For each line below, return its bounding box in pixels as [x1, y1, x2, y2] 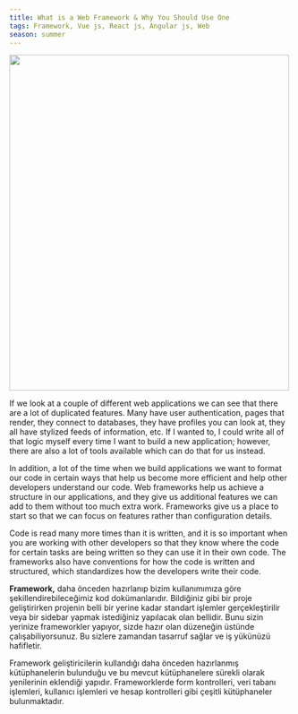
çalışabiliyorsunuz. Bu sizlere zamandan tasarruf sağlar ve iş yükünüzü [9, 631, 271, 641]
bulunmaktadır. [9, 696, 64, 707]
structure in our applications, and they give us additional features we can [9, 492, 278, 503]
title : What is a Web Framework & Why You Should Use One [9, 13, 230, 22]
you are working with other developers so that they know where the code [9, 538, 279, 548]
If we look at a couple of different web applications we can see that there [9, 398, 279, 409]
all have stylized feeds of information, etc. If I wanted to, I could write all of [9, 426, 285, 437]
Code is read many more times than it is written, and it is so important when [9, 528, 288, 538]
